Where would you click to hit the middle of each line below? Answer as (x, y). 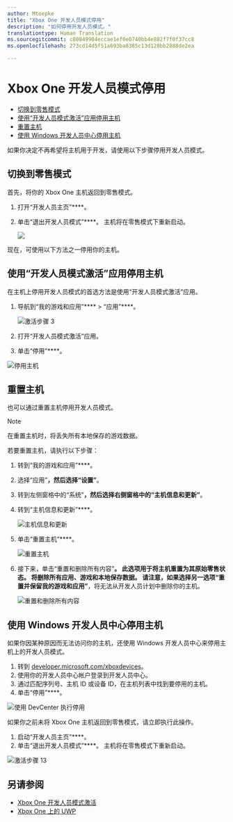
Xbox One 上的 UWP (47, 811)
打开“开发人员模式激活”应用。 (60, 336)
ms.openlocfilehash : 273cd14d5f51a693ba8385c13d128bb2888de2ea (101, 46)
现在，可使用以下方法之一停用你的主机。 (65, 249)
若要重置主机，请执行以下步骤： (53, 451)
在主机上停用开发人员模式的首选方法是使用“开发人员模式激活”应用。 (104, 291)
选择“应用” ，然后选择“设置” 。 (60, 480)
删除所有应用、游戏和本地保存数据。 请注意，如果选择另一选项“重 (131, 577)
